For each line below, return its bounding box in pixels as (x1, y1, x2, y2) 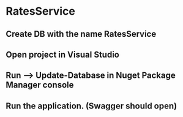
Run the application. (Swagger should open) (6, 100, 177, 111)
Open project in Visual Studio (6, 49, 120, 59)
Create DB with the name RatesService (6, 29, 157, 39)
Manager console (6, 80, 74, 90)
